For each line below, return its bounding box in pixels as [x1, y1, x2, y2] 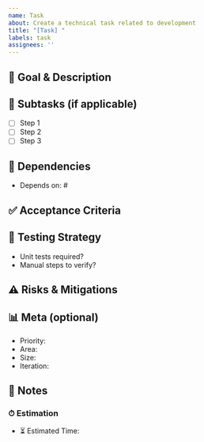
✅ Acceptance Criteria [8, 204, 121, 217]
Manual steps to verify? [19, 260, 96, 269]
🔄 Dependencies [8, 159, 91, 173]
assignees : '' [8, 41, 55, 49]
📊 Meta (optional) [8, 311, 99, 325]
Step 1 [19, 118, 40, 128]
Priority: [19, 336, 46, 345]
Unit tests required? [19, 251, 85, 261]
